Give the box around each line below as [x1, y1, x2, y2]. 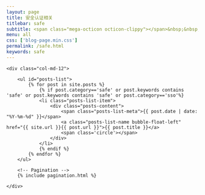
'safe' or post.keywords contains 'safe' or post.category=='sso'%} [6, 92, 184, 98]
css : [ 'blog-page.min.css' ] [6, 37, 78, 43]
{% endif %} [38, 145, 70, 152]
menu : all [6, 32, 32, 38]
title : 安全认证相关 [6, 15, 53, 21]
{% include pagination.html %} [17, 172, 97, 178]
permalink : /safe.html [6, 43, 64, 50]
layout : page [6, 9, 40, 15]
